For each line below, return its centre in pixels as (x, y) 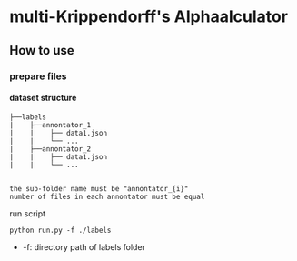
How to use (42, 50)
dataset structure (43, 98)
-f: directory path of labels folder (84, 246)
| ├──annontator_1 (50, 125)
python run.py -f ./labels (60, 230)
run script (28, 213)
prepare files (38, 76)
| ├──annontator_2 (50, 149)
